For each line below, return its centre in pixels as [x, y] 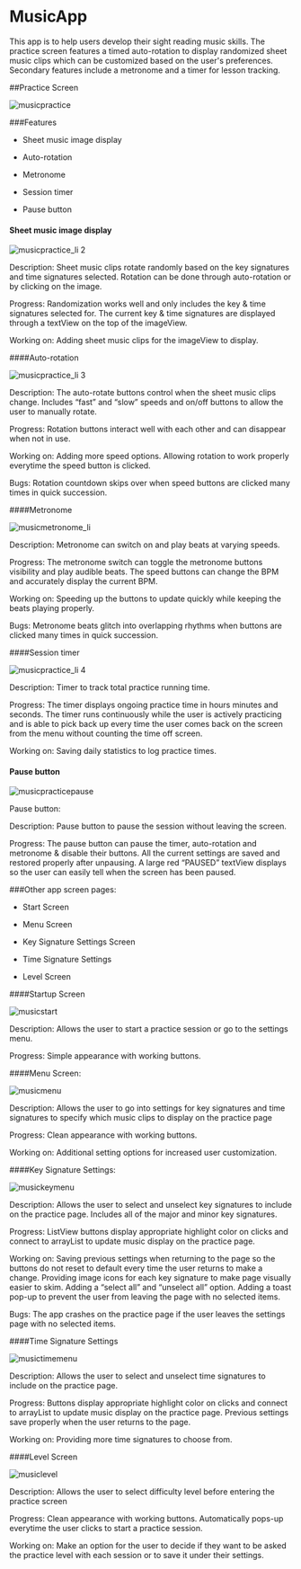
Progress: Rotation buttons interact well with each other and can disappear [148, 430]
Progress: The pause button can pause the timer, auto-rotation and [133, 844]
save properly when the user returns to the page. [100, 1423]
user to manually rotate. [53, 412]
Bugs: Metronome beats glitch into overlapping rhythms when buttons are [146, 625]
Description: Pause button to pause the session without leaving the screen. [148, 826]
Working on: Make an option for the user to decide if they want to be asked [148, 1546]
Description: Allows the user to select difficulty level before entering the [142, 1492]
